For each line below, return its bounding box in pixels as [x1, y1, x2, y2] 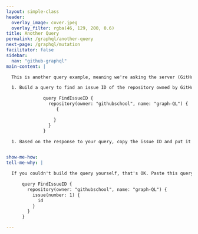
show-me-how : [6, 154, 38, 160]
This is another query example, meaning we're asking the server [11, 74, 176, 80]
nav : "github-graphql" [11, 58, 67, 64]
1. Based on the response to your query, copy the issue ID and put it [11, 139, 192, 144]
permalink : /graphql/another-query [6, 36, 94, 42]
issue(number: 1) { [32, 192, 81, 198]
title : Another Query [6, 31, 60, 37]
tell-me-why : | [6, 160, 44, 166]
